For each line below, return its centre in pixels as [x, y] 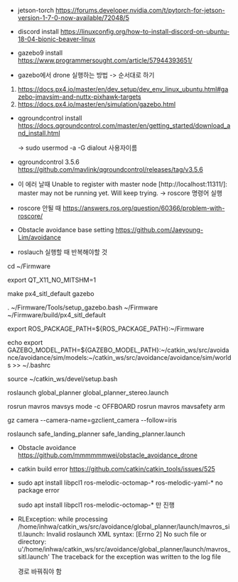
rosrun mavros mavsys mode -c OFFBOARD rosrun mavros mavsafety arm [116, 406]
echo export [25, 342]
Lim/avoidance [39, 237]
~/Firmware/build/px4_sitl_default [57, 315]
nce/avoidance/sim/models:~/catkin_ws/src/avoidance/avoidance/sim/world [119, 357]
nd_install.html [39, 133]
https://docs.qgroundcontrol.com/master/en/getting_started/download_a [124, 126]
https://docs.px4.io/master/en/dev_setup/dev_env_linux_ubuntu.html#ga [123, 89]
